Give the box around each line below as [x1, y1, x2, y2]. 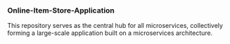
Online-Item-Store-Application [7, 6, 115, 15]
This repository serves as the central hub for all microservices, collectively [7, 22, 224, 30]
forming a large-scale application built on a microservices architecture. [7, 29, 213, 37]
